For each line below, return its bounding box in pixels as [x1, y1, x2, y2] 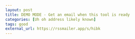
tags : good [5, 21, 28, 27]
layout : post [5, 7, 33, 13]
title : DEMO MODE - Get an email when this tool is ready [5, 12, 130, 17]
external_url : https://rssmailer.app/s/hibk [5, 26, 101, 31]
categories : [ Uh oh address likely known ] [5, 17, 96, 22]
